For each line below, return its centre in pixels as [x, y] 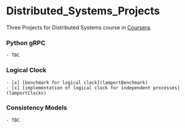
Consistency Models [37, 108]
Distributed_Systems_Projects [83, 11]
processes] [166, 88]
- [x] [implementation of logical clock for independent [78, 88]
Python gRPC [26, 43]
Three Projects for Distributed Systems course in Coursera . [79, 27]
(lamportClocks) [26, 93]
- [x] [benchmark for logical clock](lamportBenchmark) [77, 82]
